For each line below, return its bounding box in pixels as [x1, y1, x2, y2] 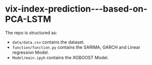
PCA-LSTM [5, 14, 51, 25]
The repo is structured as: [5, 30, 57, 35]
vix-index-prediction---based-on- [5, 3, 148, 15]
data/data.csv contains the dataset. [12, 39, 85, 45]
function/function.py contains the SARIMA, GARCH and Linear [12, 44, 141, 50]
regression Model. [12, 49, 49, 55]
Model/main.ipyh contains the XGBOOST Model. [12, 54, 109, 60]
